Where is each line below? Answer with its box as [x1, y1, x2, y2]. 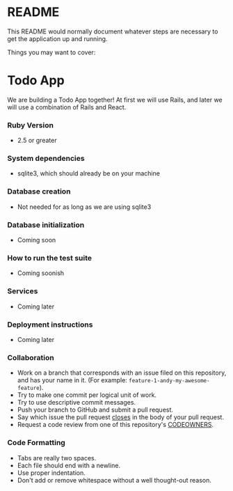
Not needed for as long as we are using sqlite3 [17, 203, 152, 211]
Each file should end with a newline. [17, 461, 120, 469]
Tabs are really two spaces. [17, 453, 97, 462]
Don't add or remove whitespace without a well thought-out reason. [17, 476, 212, 484]
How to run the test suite [7, 253, 93, 263]
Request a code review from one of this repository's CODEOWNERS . [17, 421, 214, 429]
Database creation [7, 187, 71, 196]
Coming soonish [17, 269, 65, 277]
